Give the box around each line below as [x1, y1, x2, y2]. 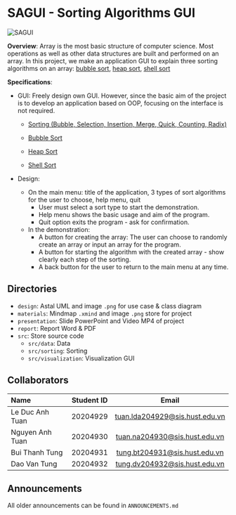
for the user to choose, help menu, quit [27, 195, 141, 204]
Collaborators [7, 374, 69, 386]
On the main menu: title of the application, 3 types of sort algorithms [27, 188, 226, 196]
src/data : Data [27, 339, 71, 347]
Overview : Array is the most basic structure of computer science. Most [7, 41, 214, 50]
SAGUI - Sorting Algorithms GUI [7, 5, 195, 21]
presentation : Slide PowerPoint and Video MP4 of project [17, 316, 185, 325]
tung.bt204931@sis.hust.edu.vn [116, 448, 224, 457]
